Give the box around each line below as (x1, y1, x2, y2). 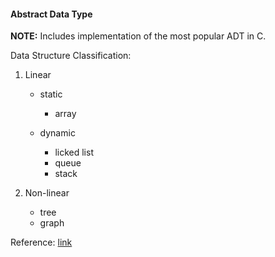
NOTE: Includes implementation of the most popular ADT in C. (10, 30, 267, 42)
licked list (54, 146, 94, 159)
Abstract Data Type (10, 8, 93, 20)
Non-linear (24, 187, 70, 199)
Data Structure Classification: (10, 50, 132, 62)
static (39, 88, 63, 100)
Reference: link (10, 236, 73, 249)
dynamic (39, 127, 76, 139)
